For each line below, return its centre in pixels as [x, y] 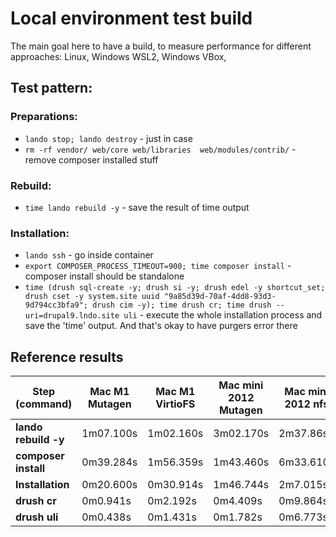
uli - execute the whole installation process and [223, 315]
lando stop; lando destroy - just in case [108, 138]
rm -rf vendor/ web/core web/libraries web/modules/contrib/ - [160, 149]
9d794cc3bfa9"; [56, 305]
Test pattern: [51, 88]
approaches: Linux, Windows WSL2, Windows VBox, [118, 56]
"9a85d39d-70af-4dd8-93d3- [220, 297]
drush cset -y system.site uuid [92, 297]
